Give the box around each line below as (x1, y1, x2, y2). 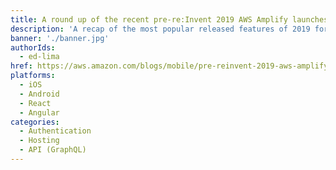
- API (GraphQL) (19, 145, 87, 155)
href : (10, 61, 33, 71)
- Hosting (19, 136, 60, 146)
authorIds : (10, 42, 56, 53)
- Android (19, 89, 60, 99)
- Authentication (19, 126, 92, 136)
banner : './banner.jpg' (10, 33, 110, 43)
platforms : (10, 71, 56, 81)
